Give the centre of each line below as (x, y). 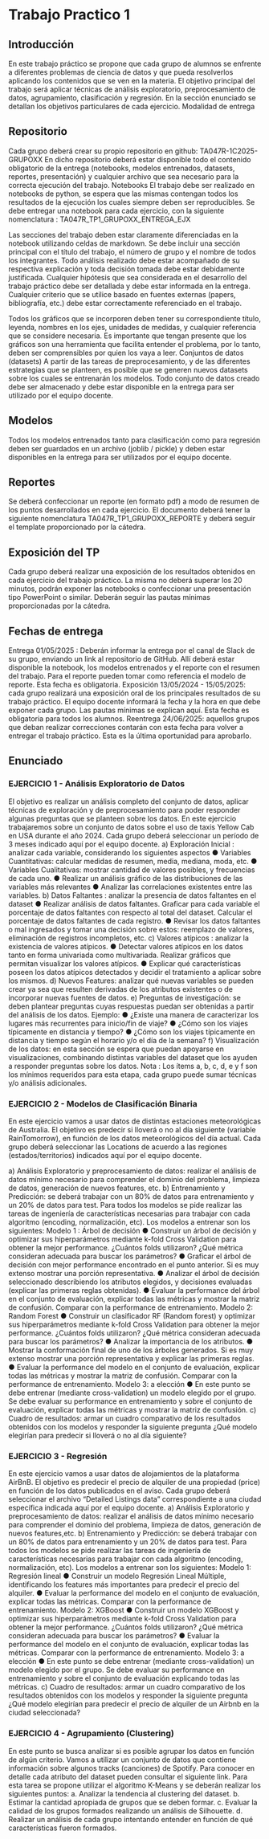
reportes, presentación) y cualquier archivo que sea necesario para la (124, 176)
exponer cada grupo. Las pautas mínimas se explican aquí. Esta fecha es (129, 710)
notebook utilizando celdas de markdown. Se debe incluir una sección (124, 243)
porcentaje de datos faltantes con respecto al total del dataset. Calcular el (130, 912)
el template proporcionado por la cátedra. (77, 527)
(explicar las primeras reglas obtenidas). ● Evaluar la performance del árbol (134, 1291)
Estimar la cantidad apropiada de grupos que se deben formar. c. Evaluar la (133, 1802)
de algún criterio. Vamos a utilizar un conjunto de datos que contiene (122, 1759)
